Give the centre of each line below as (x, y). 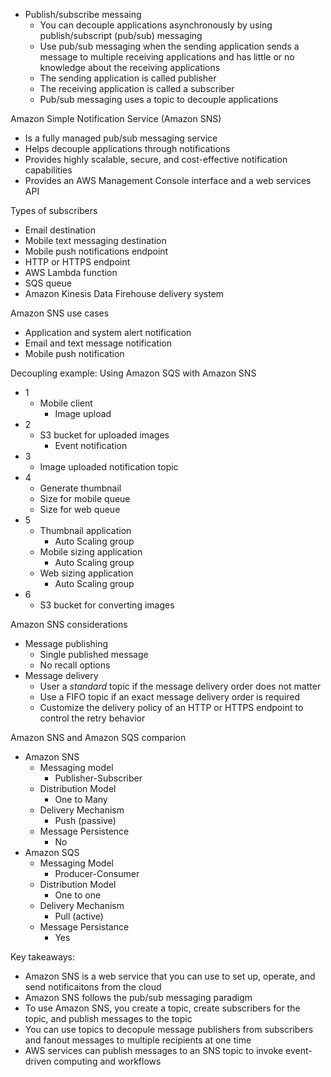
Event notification (91, 445)
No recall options (75, 665)
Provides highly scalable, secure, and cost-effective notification (156, 159)
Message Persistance (84, 927)
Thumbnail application (85, 530)
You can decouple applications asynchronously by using (156, 25)
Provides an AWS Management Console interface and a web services (168, 180)
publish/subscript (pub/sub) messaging (121, 35)
